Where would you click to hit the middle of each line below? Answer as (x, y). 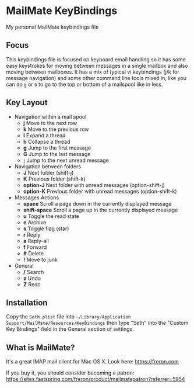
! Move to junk (40, 259)
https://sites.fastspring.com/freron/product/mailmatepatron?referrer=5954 (96, 379)
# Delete (33, 253)
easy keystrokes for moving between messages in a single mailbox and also (97, 65)
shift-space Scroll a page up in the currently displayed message (100, 210)
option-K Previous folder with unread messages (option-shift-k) (100, 191)
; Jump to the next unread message (66, 160)
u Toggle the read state (51, 216)
